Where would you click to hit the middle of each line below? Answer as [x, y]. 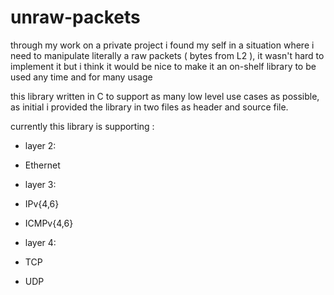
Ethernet [42, 165]
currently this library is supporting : [82, 126]
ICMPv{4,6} [49, 223]
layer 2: [40, 145]
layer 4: [40, 242]
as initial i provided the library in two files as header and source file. [149, 107]
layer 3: [40, 184]
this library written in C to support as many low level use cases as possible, [165, 96]
